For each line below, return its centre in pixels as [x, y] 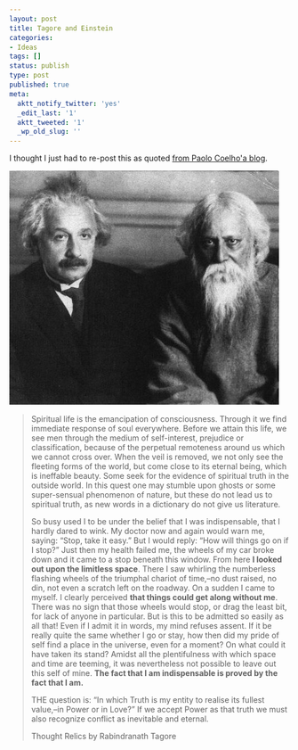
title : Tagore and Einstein [61, 28]
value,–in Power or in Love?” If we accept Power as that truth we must [159, 710]
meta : [19, 94]
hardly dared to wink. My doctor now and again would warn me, [148, 532]
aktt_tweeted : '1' [52, 122]
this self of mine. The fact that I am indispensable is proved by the [154, 673]
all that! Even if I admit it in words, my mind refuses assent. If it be [151, 626]
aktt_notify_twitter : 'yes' [69, 103]
